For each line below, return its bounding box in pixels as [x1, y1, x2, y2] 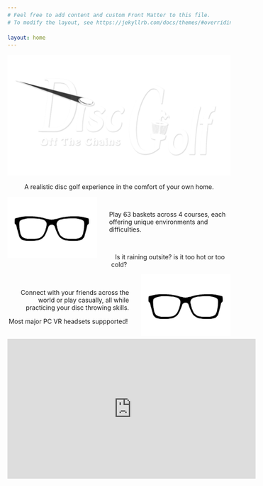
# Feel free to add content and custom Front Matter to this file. [7, 11, 211, 18]
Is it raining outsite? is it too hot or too [115, 253, 225, 261]
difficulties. [108, 225, 142, 234]
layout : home [7, 34, 46, 41]
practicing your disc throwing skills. [26, 303, 130, 312]
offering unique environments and [108, 217, 208, 227]
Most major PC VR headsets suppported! [8, 317, 128, 325]
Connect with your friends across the [21, 288, 130, 296]
